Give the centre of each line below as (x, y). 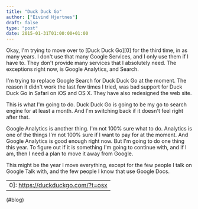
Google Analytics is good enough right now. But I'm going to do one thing (95, 141)
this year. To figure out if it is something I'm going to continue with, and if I (97, 148)
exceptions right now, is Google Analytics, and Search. (72, 69)
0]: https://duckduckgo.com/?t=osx (58, 185)
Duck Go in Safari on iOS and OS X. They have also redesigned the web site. (99, 93)
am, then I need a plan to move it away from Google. (70, 154)
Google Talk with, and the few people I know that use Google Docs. (88, 171)
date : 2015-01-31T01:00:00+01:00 (47, 34)
